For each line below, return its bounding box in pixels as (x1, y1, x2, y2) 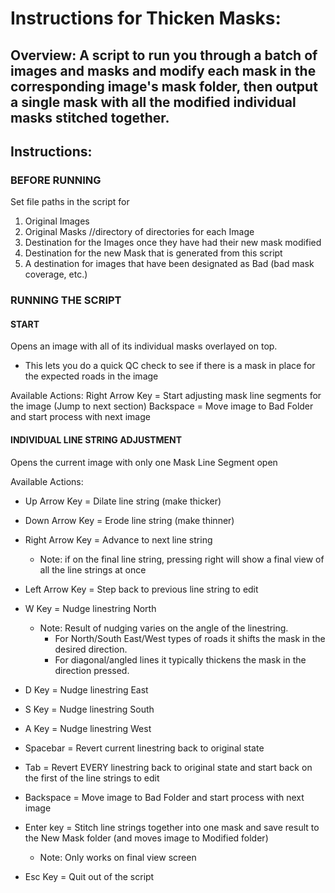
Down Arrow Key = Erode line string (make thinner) (24, 514, 235, 526)
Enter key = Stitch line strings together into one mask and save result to (24, 821, 320, 833)
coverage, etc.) (24, 268, 88, 281)
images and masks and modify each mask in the (10, 62, 317, 79)
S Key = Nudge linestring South (24, 703, 155, 715)
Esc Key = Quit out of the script (24, 870, 155, 882)
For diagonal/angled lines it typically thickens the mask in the (54, 653, 307, 666)
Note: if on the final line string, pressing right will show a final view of (39, 553, 325, 565)
